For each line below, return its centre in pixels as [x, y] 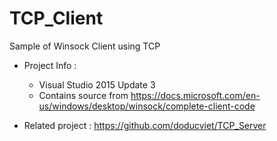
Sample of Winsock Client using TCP [85, 46]
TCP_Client [56, 18]
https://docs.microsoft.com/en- [195, 95]
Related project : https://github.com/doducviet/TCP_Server [145, 125]
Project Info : [50, 65]
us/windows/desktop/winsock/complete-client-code [147, 106]
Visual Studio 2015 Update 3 [97, 84]
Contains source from [83, 95]
